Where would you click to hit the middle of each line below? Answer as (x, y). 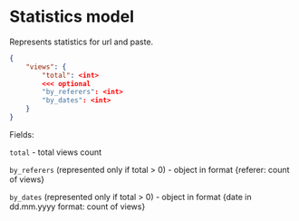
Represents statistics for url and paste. (82, 42)
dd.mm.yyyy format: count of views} (77, 207)
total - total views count (56, 152)
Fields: (22, 134)
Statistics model (72, 17)
